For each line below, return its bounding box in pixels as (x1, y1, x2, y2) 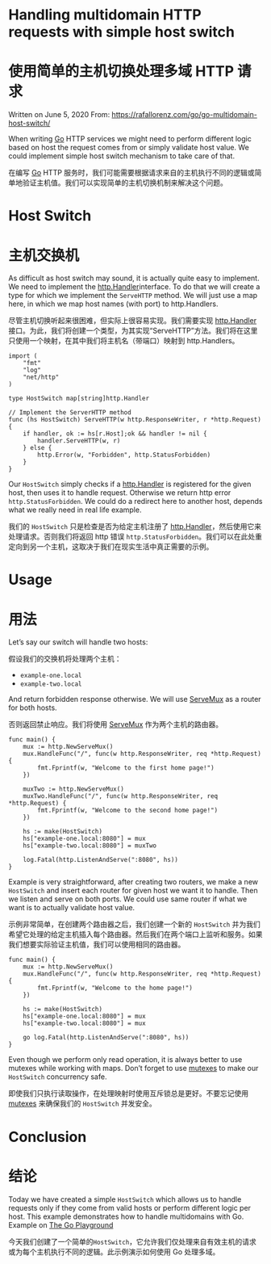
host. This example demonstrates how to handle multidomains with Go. (8, 1212, 244, 1221)
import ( (8, 352, 38, 360)
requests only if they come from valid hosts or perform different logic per (8, 1203, 252, 1212)
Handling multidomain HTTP (8, 6, 202, 24)
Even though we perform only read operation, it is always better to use (8, 1055, 243, 1065)
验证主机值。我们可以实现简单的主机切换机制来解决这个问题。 (22, 178, 227, 187)
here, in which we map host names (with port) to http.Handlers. (8, 299, 219, 309)
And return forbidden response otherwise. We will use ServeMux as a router (8, 695, 261, 704)
